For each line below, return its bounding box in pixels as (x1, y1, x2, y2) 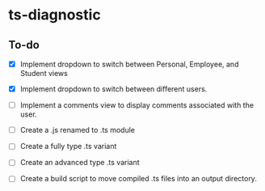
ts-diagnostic (8, 6, 101, 24)
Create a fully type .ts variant (19, 142, 117, 151)
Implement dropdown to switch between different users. (19, 84, 208, 94)
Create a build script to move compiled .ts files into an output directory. (19, 174, 257, 184)
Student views (19, 69, 69, 79)
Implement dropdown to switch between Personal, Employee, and (19, 59, 239, 69)
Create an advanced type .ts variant (19, 158, 140, 168)
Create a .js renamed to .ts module (19, 125, 136, 135)
